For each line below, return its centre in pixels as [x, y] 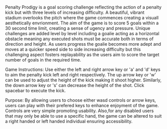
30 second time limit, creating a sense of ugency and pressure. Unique [78, 28]
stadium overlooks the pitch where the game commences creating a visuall [82, 18]
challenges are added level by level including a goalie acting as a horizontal [82, 33]
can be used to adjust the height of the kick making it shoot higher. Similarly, [83, 80]
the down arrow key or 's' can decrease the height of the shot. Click [75, 85]
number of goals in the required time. [43, 60]
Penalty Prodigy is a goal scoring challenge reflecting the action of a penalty [83, 7]
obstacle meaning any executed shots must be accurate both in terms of [80, 39]
